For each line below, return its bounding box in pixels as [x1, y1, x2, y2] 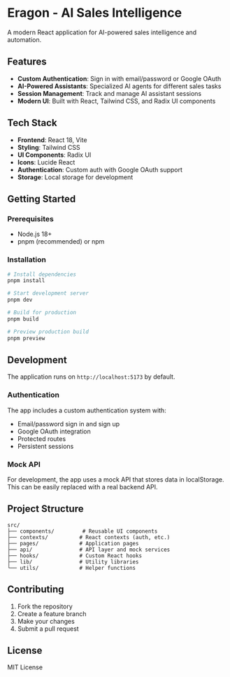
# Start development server [7, 290, 89, 297]
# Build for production [7, 309, 77, 316]
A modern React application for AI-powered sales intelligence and [7, 28, 197, 36]
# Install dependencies [7, 271, 77, 278]
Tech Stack [7, 117, 57, 129]
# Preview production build [7, 328, 89, 335]
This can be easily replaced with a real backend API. [7, 482, 159, 491]
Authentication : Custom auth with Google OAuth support [17, 165, 183, 174]
